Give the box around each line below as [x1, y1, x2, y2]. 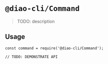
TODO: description [17, 18, 55, 24]
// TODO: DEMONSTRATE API [5, 54, 58, 59]
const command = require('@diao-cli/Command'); [5, 46, 104, 51]
